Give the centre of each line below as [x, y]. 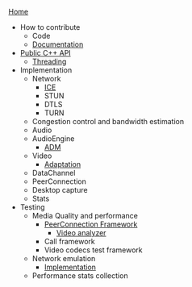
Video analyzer [81, 233]
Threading [49, 61]
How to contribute [50, 27]
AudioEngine [53, 139]
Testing [33, 207]
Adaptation [63, 164]
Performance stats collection [80, 276]
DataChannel [54, 173]
